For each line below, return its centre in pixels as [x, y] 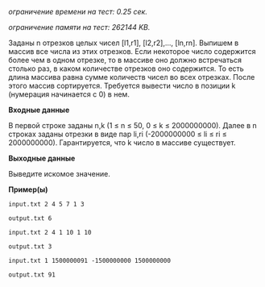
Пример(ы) [28, 189]
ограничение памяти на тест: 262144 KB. [79, 27]
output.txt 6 [30, 218]
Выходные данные [42, 158]
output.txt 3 [30, 247]
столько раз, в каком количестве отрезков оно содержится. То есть [126, 69]
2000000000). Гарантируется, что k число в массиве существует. [122, 143]
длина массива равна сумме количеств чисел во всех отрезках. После [132, 77]
